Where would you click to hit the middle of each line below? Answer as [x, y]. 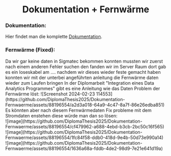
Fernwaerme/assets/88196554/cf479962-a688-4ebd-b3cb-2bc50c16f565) [85, 126]
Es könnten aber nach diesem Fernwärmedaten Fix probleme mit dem [78, 110]
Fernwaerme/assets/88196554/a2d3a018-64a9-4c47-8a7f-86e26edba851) [85, 105]
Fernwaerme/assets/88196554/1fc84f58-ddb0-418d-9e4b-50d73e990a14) [84, 138]
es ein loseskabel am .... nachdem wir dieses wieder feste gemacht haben [83, 72]
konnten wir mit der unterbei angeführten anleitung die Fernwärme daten [82, 77]
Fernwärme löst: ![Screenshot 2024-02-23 [50, 94]
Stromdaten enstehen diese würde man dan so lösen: [61, 115]
